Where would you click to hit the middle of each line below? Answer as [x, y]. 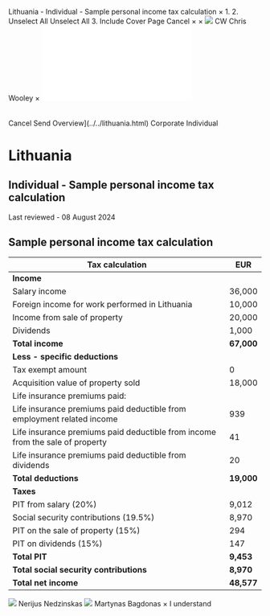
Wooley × [24, 98]
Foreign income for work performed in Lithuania [102, 305]
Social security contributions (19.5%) [84, 518]
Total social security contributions [80, 570]
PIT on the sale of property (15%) [76, 531]
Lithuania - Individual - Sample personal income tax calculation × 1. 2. [123, 12]
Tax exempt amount [49, 370]
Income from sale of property [67, 318]
